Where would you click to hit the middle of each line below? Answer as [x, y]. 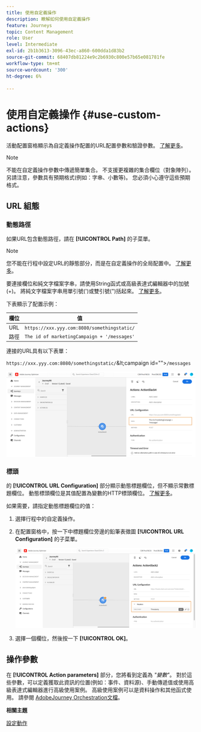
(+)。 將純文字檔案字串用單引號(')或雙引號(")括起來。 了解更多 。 [85, 291]
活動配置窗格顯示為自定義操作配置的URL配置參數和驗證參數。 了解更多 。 [96, 146]
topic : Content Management [40, 32]
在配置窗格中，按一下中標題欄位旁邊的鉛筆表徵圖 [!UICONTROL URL [99, 532]
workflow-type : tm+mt [33, 63]
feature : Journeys [29, 25]
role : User [20, 38]
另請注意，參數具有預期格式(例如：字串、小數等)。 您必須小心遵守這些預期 [98, 178]
